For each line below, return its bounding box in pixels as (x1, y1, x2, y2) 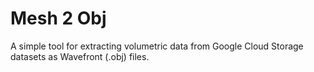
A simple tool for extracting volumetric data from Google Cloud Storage (10, 40, 304, 52)
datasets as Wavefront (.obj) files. (10, 50, 150, 62)
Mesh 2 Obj (10, 7, 107, 30)
